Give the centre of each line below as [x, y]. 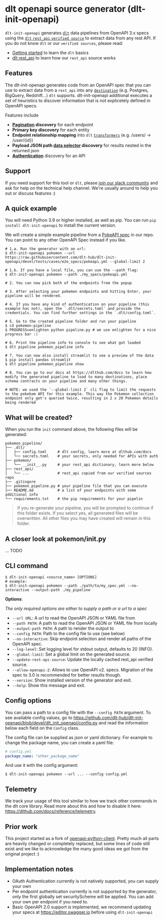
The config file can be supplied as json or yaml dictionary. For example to [79, 737]
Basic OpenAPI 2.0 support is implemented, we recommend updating [82, 907]
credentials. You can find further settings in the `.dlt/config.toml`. [81, 313]
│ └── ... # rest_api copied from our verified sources [78, 473]
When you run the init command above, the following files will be [72, 429]
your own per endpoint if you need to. [50, 901]
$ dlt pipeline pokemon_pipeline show [44, 364]
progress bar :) [21, 334]
